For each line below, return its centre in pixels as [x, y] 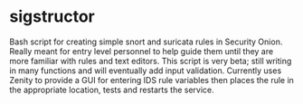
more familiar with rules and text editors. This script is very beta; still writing [151, 61]
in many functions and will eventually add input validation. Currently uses [146, 71]
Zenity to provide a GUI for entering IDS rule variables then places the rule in [151, 80]
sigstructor [52, 17]
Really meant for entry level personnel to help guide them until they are [142, 51]
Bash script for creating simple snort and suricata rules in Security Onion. [146, 42]
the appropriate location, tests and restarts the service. [112, 90]
